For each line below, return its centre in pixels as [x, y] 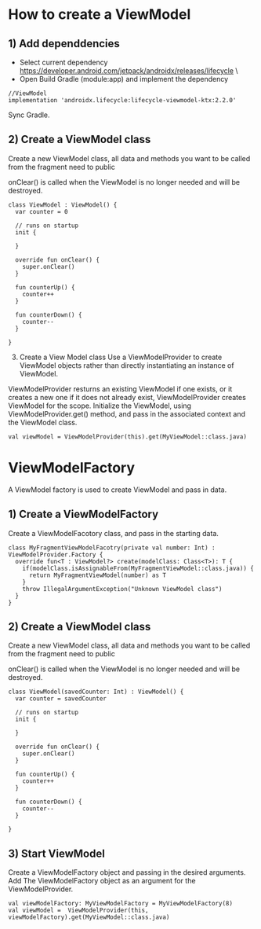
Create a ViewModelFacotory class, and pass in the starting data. [114, 533]
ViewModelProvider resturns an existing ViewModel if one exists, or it [120, 389]
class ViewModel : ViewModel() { [63, 205]
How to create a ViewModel [100, 15]
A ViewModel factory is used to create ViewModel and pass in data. [118, 490]
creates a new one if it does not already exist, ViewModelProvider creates [127, 397]
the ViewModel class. [43, 422]
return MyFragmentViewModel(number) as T [98, 575]
